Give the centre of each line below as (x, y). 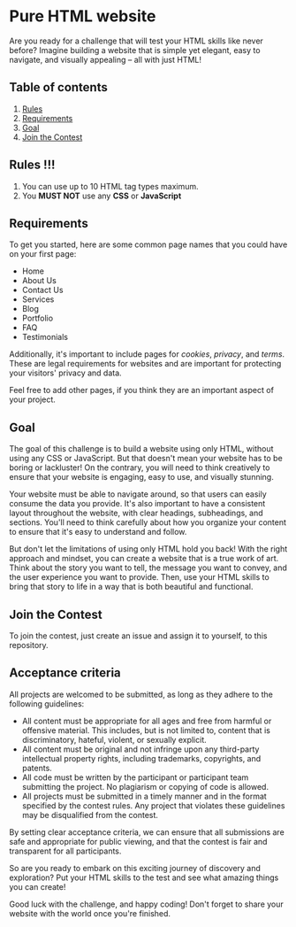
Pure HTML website (83, 16)
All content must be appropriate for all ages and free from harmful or (147, 721)
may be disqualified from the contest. (90, 815)
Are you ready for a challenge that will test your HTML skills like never (136, 41)
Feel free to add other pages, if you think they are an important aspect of (141, 390)
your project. (32, 399)
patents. (37, 768)
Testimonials (45, 337)
